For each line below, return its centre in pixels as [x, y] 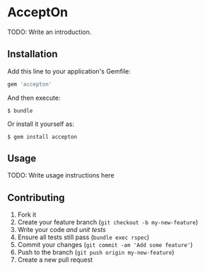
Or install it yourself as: [41, 124]
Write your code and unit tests [61, 230]
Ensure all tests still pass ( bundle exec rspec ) [83, 237]
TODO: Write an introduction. [49, 32]
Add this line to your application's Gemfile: [69, 71]
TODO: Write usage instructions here [61, 175]
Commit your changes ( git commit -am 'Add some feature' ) [105, 245]
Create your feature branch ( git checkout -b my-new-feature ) [108, 222]
